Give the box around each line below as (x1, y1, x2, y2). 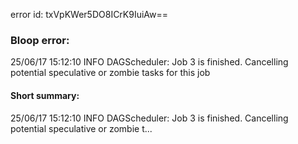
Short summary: (10, 89, 80, 101)
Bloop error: (10, 33, 70, 47)
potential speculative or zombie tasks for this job (10, 67, 211, 79)
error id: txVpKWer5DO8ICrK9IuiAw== (10, 9, 169, 20)
